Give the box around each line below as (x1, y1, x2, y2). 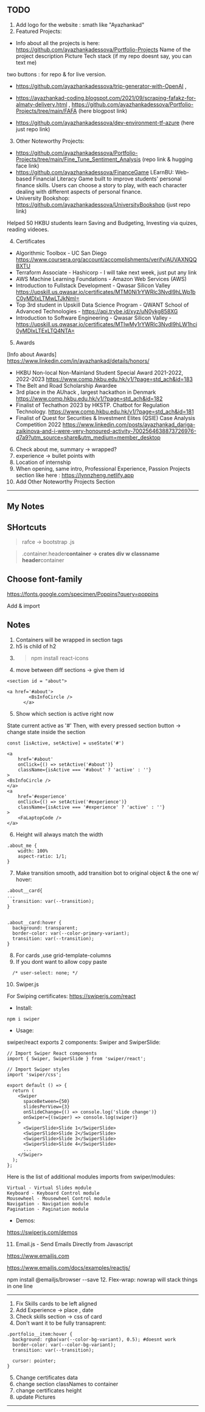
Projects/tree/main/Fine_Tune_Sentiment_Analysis (15, 155, 141, 163)
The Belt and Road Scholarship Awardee (15, 382, 117, 389)
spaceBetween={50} (23, 1098, 70, 1104)
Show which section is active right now (15, 710, 114, 717)
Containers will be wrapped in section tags (15, 636, 123, 643)
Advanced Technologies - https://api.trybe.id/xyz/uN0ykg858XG (15, 307, 178, 315)
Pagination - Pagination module (7, 1206, 89, 1212)
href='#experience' (18, 793, 68, 799)
